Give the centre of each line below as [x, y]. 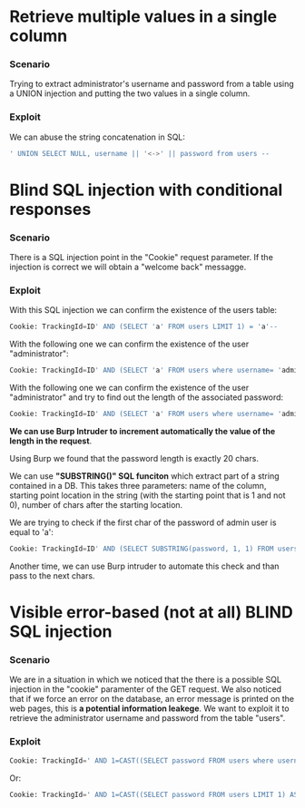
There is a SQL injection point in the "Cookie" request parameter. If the [142, 258]
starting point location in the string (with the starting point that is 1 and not [148, 495]
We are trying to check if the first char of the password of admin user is [143, 522]
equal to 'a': [32, 532]
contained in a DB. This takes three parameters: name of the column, [138, 486]
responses [50, 209]
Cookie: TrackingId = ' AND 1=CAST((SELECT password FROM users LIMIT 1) [148, 794]
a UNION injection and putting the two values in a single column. [130, 93]
